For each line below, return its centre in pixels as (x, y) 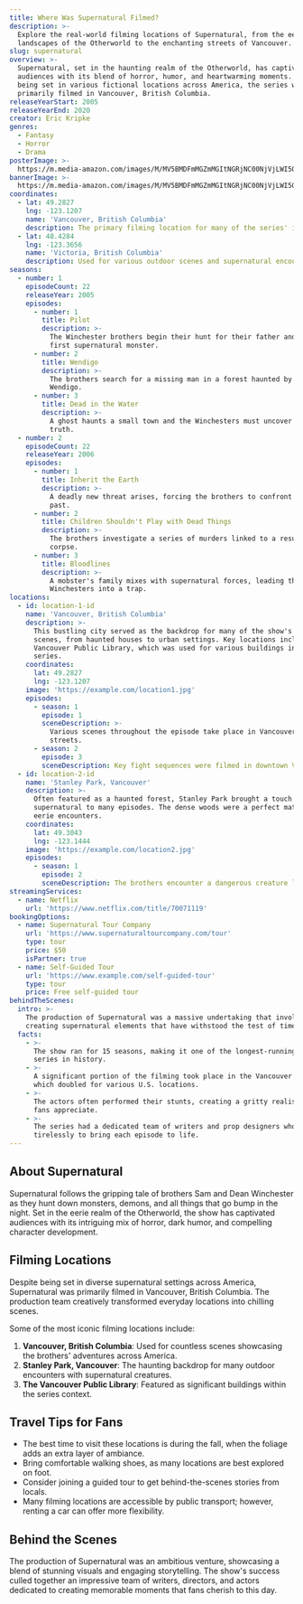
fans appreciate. (66, 1110)
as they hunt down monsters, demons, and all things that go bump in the (144, 1203)
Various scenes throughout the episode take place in (152, 732)
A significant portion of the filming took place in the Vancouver (163, 1076)
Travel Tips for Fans (66, 1423)
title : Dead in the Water (91, 404)
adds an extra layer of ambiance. (83, 1454)
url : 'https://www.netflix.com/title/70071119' (116, 908)
